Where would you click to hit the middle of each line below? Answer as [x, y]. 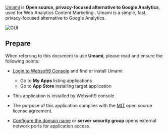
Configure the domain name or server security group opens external [84, 120]
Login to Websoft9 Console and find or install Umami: [68, 71]
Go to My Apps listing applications [56, 81]
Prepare [18, 44]
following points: [22, 61]
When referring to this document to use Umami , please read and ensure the [84, 55]
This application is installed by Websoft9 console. [64, 96]
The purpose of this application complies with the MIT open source [82, 105]
